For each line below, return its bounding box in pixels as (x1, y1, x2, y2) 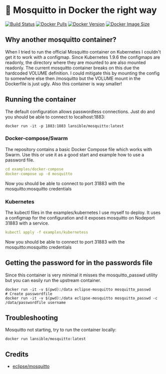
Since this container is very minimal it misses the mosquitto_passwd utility (5, 272, 158, 278)
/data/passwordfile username (5, 300, 66, 305)
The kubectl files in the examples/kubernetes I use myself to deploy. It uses (5, 209, 161, 215)
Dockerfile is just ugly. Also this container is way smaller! (5, 80, 122, 86)
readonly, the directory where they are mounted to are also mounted (5, 59, 146, 65)
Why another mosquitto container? (5, 35, 116, 44)
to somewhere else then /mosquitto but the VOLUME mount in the (5, 75, 141, 81)
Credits (5, 350, 29, 358)
